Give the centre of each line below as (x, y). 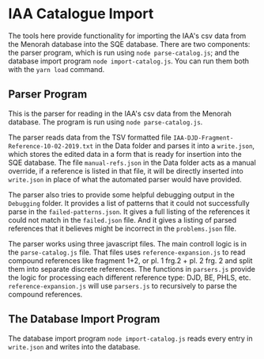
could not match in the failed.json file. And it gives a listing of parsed (123, 220)
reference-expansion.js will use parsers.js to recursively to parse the (123, 285)
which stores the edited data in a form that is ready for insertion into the (125, 154)
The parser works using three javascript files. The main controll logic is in (128, 243)
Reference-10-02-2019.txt (51, 146)
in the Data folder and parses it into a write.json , (175, 145)
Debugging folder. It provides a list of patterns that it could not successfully (129, 203)
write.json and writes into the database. (74, 346)
